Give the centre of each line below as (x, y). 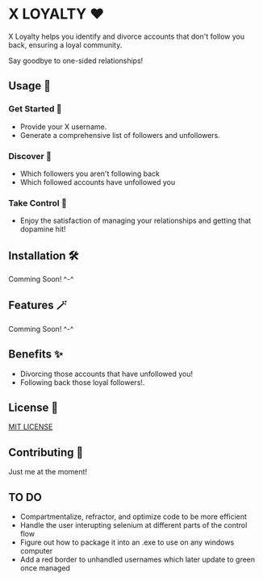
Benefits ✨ (35, 355)
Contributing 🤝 (46, 452)
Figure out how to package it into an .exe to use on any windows (127, 542)
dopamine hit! (43, 229)
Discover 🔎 (30, 156)
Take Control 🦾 (38, 203)
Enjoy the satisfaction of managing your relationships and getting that (136, 221)
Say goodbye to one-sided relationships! (76, 61)
